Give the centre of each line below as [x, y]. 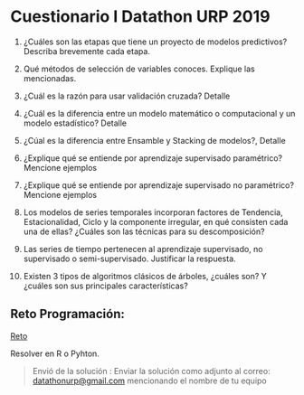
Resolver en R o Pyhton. [55, 353]
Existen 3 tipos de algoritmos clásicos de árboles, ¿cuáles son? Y [145, 276]
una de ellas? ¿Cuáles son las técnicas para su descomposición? [144, 231]
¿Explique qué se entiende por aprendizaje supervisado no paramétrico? [159, 185]
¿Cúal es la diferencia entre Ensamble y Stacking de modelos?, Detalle [154, 140]
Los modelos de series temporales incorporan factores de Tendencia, [153, 212]
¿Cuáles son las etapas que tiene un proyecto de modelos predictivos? [155, 42]
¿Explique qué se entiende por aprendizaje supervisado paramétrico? [153, 158]
